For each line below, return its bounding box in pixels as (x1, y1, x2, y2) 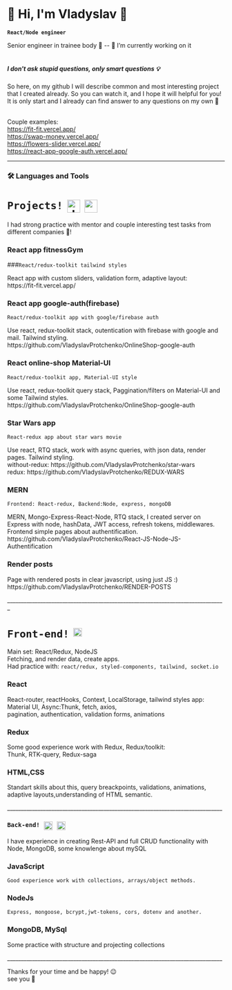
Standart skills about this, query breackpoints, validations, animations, (7, 783, 206, 792)
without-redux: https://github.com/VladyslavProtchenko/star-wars (7, 460, 195, 468)
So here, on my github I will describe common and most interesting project (7, 82, 220, 91)
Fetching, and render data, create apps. (7, 655, 119, 663)
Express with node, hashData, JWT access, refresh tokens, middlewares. (7, 520, 215, 529)
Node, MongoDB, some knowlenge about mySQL (7, 844, 147, 853)
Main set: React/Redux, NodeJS (7, 647, 98, 656)
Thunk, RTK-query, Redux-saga (7, 750, 97, 759)
